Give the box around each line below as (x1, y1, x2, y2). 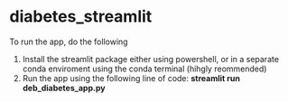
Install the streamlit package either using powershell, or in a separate (22, 53, 280, 64)
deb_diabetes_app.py (22, 82, 106, 93)
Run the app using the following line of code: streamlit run (22, 72, 241, 83)
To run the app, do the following (9, 36, 128, 47)
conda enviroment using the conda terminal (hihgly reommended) (22, 63, 267, 74)
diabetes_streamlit (9, 6, 153, 27)
